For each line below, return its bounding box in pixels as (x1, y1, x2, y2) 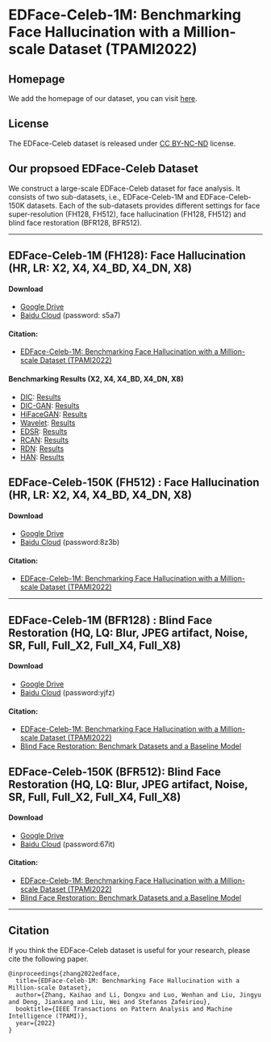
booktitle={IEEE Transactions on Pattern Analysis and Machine (15, 1005, 232, 1013)
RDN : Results (19, 443, 65, 454)
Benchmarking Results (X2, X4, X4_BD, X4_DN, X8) (8, 374, 184, 384)
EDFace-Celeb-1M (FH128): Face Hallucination (8, 249, 246, 263)
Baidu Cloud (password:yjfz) (19, 688, 115, 698)
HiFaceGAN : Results (19, 409, 87, 419)
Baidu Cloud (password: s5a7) (19, 310, 121, 320)
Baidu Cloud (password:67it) (19, 839, 115, 849)
